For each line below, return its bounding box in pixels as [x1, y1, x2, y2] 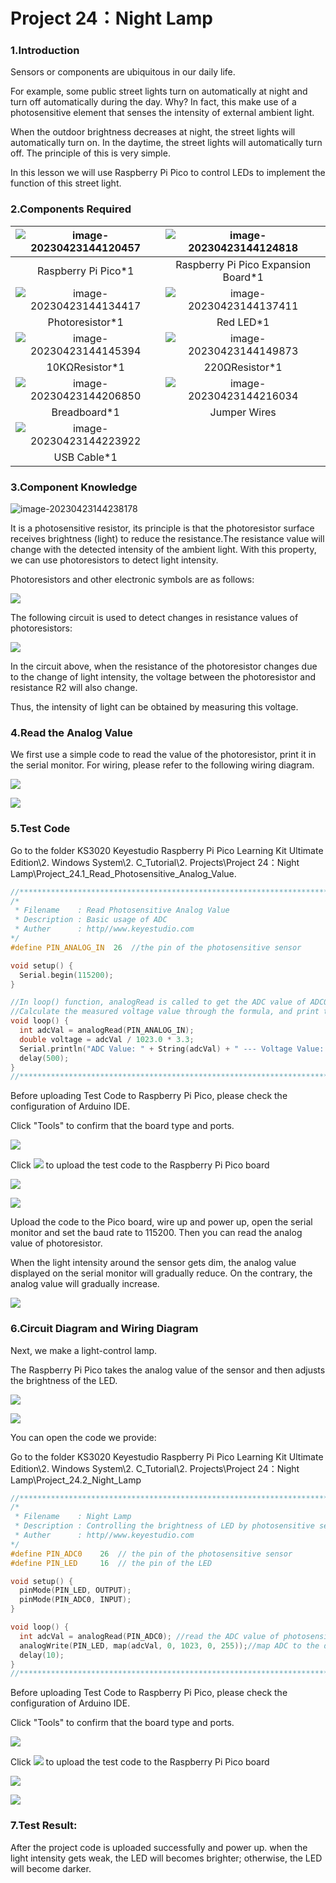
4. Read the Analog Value [10, 726, 133, 739]
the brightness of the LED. [10, 1374, 118, 1386]
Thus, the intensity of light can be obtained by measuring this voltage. [10, 701, 299, 713]
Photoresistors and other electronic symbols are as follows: [10, 574, 255, 586]
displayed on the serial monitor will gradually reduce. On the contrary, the [10, 1267, 313, 1279]
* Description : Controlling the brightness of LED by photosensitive [14, 1521, 315, 1531]
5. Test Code [10, 822, 71, 836]
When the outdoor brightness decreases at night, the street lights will [10, 126, 296, 138]
